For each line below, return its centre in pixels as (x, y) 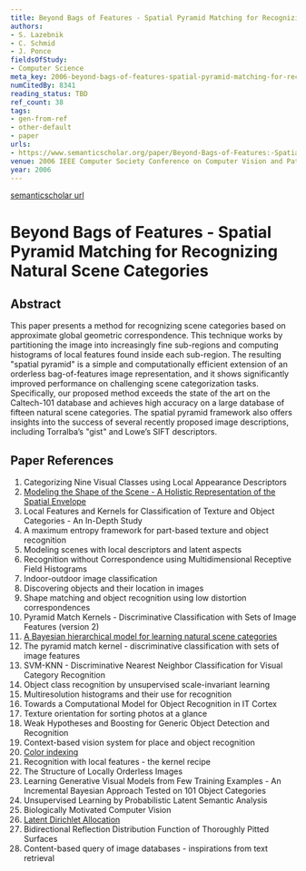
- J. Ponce (31, 52)
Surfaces (40, 839)
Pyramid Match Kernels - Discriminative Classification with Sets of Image (160, 617)
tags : (20, 111)
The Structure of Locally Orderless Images (103, 771)
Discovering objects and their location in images (114, 588)
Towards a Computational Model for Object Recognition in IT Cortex (150, 704)
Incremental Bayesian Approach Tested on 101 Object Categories (145, 791)
